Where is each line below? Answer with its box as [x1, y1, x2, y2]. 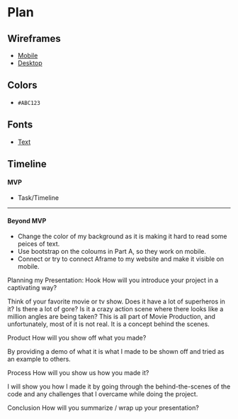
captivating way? [7, 284, 57, 292]
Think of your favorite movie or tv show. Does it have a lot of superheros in [7, 297, 225, 306]
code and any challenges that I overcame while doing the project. [7, 390, 198, 398]
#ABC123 [17, 99, 40, 106]
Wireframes [7, 33, 62, 45]
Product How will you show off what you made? [7, 334, 147, 342]
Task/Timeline [17, 194, 59, 202]
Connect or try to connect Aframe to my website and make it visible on [17, 255, 225, 263]
